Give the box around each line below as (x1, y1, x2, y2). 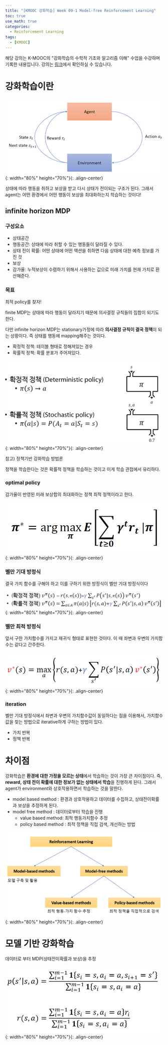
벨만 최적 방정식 (5, 623, 41, 630)
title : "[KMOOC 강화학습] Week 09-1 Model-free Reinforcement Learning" (5, 8, 156, 13)
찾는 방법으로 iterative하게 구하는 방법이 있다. (14, 719, 104, 725)
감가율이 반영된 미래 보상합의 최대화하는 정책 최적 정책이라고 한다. (5, 491, 134, 497)
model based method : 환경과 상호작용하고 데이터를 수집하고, (12, 796, 134, 802)
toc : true (5, 13, 26, 19)
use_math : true (5, 19, 37, 24)
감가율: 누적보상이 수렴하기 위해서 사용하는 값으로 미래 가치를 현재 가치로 (12, 266, 154, 272)
